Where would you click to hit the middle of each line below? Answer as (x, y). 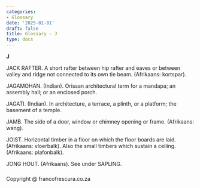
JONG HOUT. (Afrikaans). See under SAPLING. (64, 164)
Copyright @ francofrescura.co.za (49, 179)
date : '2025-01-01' (31, 23)
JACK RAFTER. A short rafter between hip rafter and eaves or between (93, 68)
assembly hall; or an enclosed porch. (52, 92)
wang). (15, 128)
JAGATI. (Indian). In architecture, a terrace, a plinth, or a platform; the (91, 104)
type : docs (20, 39)
